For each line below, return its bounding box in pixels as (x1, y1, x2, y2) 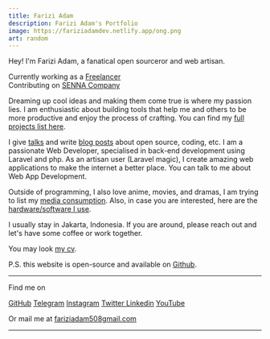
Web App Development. (8, 172, 87, 181)
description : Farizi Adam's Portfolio (8, 19, 138, 27)
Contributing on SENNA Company (8, 81, 121, 90)
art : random (8, 34, 48, 43)
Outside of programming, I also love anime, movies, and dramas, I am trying (8, 187, 259, 197)
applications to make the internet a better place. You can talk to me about (8, 163, 252, 173)
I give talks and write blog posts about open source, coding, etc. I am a (8, 138, 243, 147)
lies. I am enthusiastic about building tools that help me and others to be (8, 105, 247, 114)
